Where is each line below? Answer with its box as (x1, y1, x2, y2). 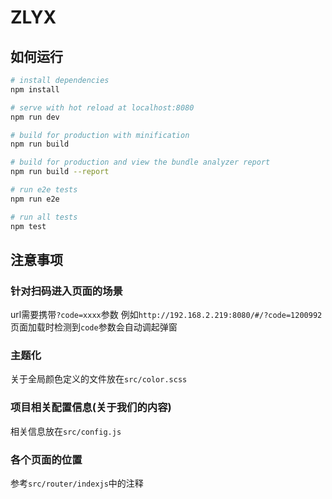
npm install (10, 84, 60, 95)
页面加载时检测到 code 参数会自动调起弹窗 (10, 321, 178, 333)
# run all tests (10, 212, 78, 222)
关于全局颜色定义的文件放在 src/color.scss (10, 373, 188, 385)
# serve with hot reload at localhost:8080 (10, 102, 195, 113)
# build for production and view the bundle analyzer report (10, 157, 271, 168)
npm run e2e (10, 194, 60, 204)
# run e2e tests (10, 185, 78, 195)
